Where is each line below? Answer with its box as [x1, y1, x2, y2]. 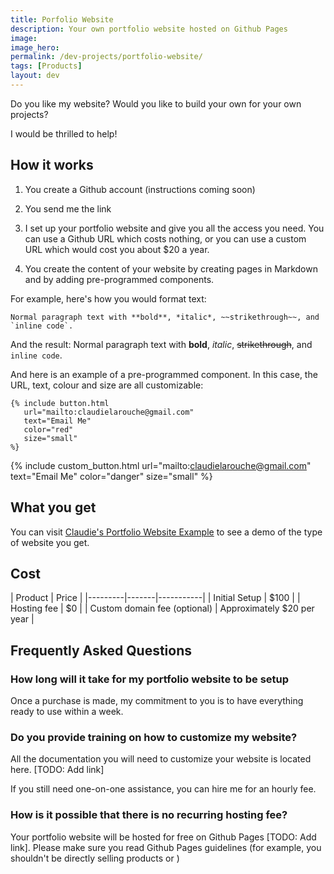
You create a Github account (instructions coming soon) [24, 183, 256, 195]
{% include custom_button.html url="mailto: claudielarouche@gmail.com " [10, 459, 312, 471]
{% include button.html [10, 398, 110, 408]
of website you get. [10, 536, 90, 548]
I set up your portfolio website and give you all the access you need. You [24, 222, 325, 234]
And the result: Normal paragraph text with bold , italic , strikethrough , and [10, 338, 313, 350]
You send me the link [24, 202, 112, 215]
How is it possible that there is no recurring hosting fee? [10, 808, 288, 822]
